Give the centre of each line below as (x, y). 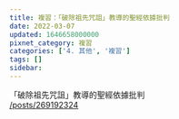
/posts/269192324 (44, 105)
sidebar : (26, 69)
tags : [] (26, 59)
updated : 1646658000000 (55, 34)
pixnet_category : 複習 (51, 43)
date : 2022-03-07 (42, 26)
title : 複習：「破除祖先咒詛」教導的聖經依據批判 (89, 18)
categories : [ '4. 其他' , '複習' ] (70, 51)
